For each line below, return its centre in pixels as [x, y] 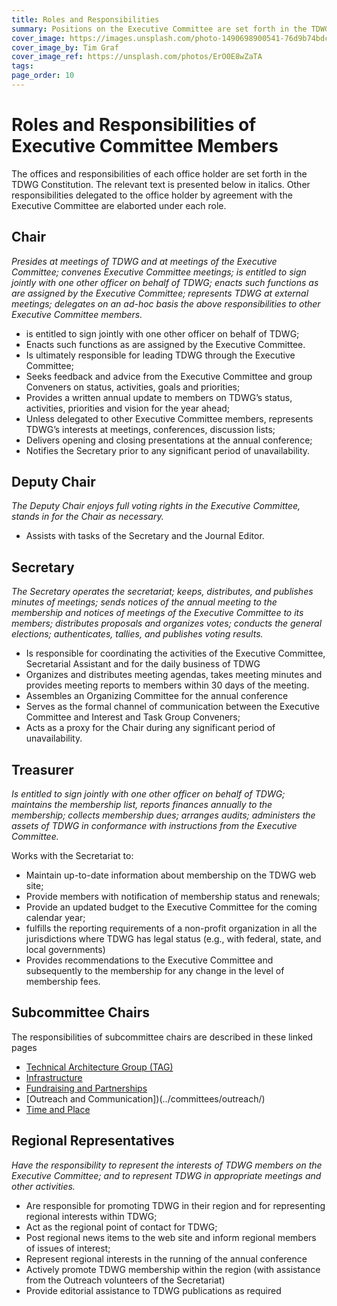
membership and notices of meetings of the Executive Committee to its [157, 613]
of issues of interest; [68, 1248]
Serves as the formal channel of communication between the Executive [173, 707]
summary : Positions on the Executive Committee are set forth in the [159, 29]
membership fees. [63, 982]
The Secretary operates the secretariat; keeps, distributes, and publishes [162, 592]
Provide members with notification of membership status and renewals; [173, 897]
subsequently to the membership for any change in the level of [155, 971]
